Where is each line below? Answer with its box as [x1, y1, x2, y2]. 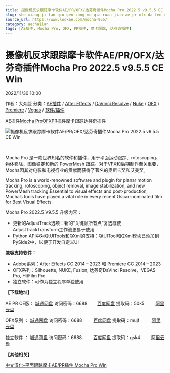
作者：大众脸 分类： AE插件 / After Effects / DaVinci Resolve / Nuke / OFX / [5, 101, 160, 107]
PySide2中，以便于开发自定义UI [12, 239, 79, 245]
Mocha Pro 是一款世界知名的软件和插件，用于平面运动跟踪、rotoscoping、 [5, 155, 161, 161]
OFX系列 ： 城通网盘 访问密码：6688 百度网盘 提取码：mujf [5, 317, 140, 323]
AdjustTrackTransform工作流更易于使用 [12, 227, 95, 233]
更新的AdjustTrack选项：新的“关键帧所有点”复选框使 [12, 220, 121, 226]
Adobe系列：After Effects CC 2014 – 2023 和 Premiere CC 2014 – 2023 [12, 260, 161, 267]
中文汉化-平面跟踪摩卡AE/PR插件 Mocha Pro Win [5, 362, 107, 368]
